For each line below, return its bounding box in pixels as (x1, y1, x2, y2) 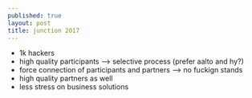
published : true (7, 11, 62, 20)
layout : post (7, 19, 51, 27)
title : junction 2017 (7, 26, 80, 34)
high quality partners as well (18, 73, 113, 84)
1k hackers (18, 49, 55, 58)
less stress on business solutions (18, 82, 129, 92)
